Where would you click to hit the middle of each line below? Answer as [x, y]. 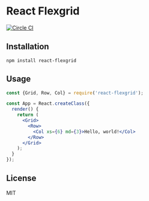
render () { [25, 110]
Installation [28, 47]
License [21, 178]
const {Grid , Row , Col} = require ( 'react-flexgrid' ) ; [75, 93]
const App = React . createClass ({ [48, 104]
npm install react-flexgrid [41, 60]
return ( [28, 115]
